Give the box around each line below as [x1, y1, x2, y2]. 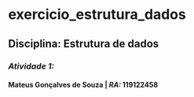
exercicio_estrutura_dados [8, 6, 186, 24]
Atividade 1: [8, 61, 55, 72]
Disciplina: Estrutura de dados [8, 37, 159, 50]
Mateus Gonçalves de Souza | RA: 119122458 [8, 80, 159, 90]
